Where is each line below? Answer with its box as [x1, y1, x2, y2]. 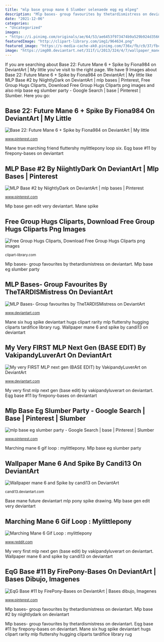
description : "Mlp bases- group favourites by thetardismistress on [5, 12, 147, 17]
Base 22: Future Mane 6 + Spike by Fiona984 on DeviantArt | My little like [5, 72, 153, 78]
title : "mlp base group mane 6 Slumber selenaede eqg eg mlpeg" [5, 7, 139, 12]
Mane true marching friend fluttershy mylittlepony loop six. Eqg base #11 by [5, 145, 157, 151]
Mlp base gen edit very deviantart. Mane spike [5, 203, 99, 209]
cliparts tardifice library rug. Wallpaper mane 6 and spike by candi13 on [5, 324, 148, 330]
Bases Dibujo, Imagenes [5, 575, 80, 583]
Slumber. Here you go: [5, 92, 50, 98]
